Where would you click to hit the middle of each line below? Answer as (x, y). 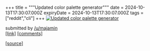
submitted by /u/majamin (31, 28)
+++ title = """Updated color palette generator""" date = (65, 7)
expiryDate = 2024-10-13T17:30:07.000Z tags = (93, 13)
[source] (14, 43)
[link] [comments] (24, 33)
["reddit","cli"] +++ (25, 18)
